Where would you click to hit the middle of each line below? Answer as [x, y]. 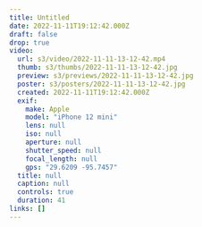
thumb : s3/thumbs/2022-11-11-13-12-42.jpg [97, 68]
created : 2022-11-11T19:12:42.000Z [84, 92]
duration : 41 [42, 201]
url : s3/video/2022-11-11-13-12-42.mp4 [92, 59]
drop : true [29, 42]
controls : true [46, 192]
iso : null [44, 134]
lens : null [46, 126]
